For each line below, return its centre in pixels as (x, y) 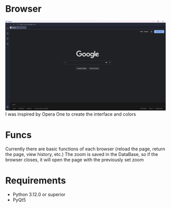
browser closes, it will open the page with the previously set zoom (75, 160)
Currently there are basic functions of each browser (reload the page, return (85, 149)
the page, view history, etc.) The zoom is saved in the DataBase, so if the (82, 154)
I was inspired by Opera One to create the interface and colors (71, 114)
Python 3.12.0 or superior (39, 195)
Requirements (36, 180)
